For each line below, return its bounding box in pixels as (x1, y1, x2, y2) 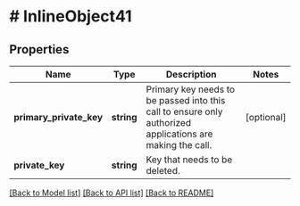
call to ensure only (146, 105, 223, 118)
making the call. (146, 139, 212, 151)
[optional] (245, 111, 287, 123)
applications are (146, 128, 213, 140)
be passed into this (146, 95, 226, 106)
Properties (9, 42, 70, 57)
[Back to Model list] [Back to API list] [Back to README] (9, 187, 214, 198)
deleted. (146, 165, 180, 177)
